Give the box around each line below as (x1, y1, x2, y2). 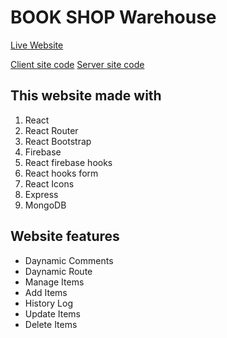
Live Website (10, 39, 64, 51)
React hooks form (24, 167, 99, 179)
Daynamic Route (24, 265, 93, 277)
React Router (24, 124, 79, 136)
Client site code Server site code (10, 58, 145, 70)
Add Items (24, 286, 68, 298)
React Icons (24, 177, 75, 190)
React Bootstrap (24, 135, 92, 147)
